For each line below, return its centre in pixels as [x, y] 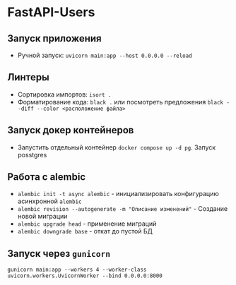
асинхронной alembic [49, 201]
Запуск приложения [54, 38]
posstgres [32, 154]
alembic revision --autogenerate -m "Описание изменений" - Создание [123, 209]
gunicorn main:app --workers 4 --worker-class [77, 270]
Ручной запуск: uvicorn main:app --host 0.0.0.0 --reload [105, 55]
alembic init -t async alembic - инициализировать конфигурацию [118, 194]
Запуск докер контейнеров [71, 130]
